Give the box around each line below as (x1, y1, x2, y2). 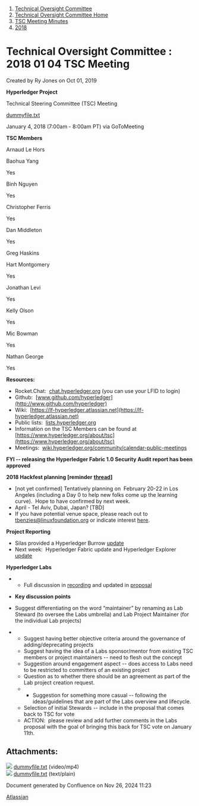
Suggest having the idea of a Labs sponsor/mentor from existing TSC (23, 647, 194, 655)
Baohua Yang (6, 157, 39, 164)
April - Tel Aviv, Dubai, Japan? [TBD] (14, 504, 105, 511)
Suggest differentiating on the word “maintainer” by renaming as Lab (14, 604, 183, 611)
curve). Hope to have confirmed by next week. (14, 497, 131, 504)
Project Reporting (6, 528, 51, 535)
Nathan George (6, 353, 44, 360)
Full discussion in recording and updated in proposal (23, 581, 153, 588)
